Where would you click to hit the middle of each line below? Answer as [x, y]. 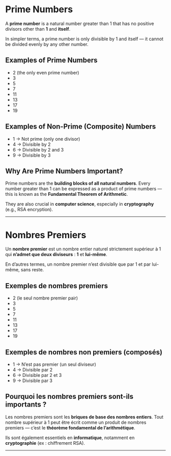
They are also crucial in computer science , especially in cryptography [80, 204]
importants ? [26, 405]
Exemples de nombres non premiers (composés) [84, 352]
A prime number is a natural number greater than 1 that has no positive [80, 23]
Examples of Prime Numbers [51, 60]
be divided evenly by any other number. [47, 44]
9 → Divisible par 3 [32, 381]
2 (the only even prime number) [46, 72]
